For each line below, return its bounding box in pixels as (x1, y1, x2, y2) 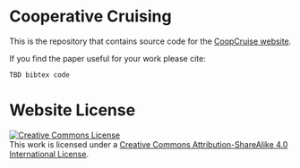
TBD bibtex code (9, 70, 70, 80)
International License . (9, 148, 90, 159)
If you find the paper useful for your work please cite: (9, 53, 206, 63)
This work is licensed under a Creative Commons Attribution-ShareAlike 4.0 (9, 139, 288, 149)
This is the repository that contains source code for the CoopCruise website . (9, 36, 292, 46)
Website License (9, 100, 136, 121)
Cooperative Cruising (9, 6, 172, 27)
